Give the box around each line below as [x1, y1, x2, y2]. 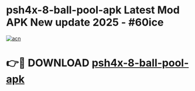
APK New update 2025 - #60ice [6, 16, 164, 29]
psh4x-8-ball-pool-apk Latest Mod [6, 3, 180, 17]
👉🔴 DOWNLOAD [6, 56, 90, 70]
